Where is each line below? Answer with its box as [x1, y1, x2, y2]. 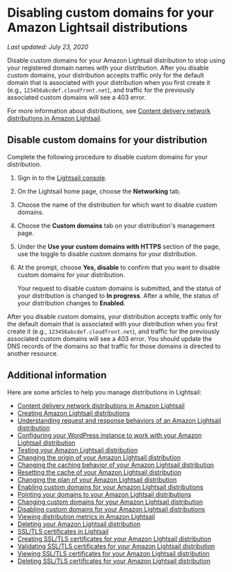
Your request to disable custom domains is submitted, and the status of [17, 284, 222, 292]
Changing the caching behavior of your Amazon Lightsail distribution [17, 461, 214, 469]
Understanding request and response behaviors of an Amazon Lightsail [17, 416, 222, 424]
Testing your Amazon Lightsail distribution [17, 445, 138, 454]
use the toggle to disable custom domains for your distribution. [17, 249, 197, 258]
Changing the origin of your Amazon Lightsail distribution [17, 453, 181, 461]
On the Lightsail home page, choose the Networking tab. [17, 186, 181, 196]
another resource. [7, 349, 59, 358]
